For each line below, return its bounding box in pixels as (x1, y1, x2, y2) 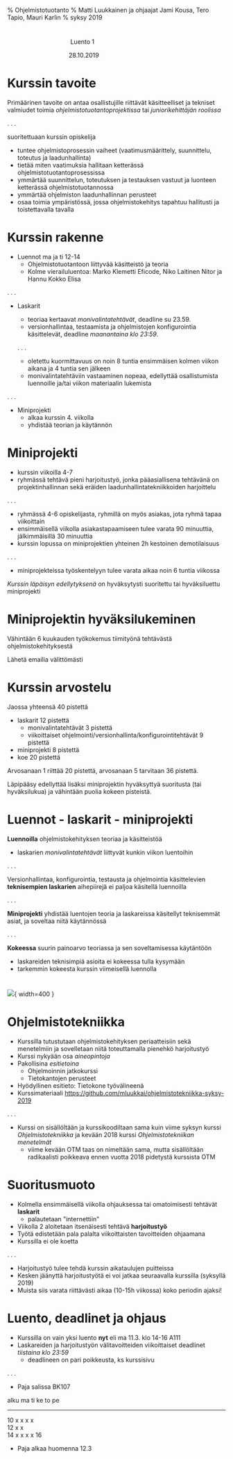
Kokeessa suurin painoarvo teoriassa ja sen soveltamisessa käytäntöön (7, 943, 212, 952)
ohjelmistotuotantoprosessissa (17, 168, 105, 177)
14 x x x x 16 (7, 1431, 42, 1439)
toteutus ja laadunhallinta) (17, 154, 92, 162)
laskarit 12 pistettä (17, 716, 69, 724)
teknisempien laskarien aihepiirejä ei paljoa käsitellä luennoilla (7, 882, 187, 890)
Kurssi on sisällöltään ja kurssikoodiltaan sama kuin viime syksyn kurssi (17, 1123, 222, 1132)
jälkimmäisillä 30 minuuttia (17, 532, 93, 540)
